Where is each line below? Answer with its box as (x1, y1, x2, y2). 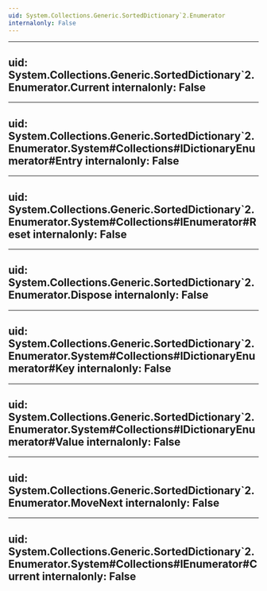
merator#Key (8, 362, 75, 376)
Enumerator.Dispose (8, 288, 113, 302)
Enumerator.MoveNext (8, 496, 123, 509)
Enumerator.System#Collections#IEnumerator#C (8, 557, 257, 570)
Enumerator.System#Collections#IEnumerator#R (8, 215, 257, 229)
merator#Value (8, 435, 85, 449)
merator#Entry (8, 154, 83, 168)
